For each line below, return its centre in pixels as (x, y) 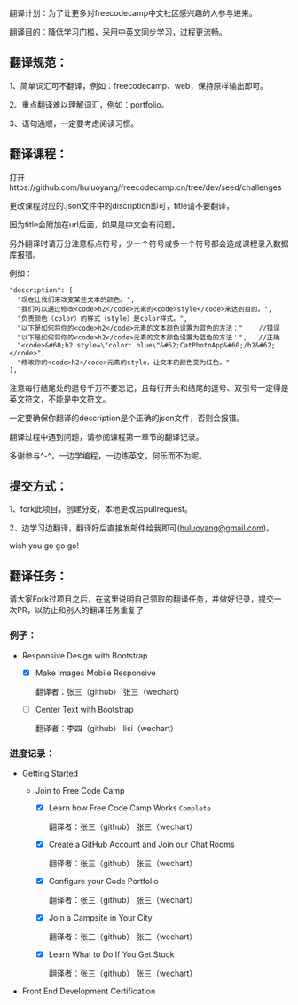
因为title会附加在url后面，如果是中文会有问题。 (94, 224)
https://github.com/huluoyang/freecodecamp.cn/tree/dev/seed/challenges (145, 187)
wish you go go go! (44, 546)
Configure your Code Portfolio (103, 881)
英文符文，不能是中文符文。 (60, 399)
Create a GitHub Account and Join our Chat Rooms (141, 845)
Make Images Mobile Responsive (96, 673)
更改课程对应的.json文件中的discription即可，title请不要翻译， (122, 205)
